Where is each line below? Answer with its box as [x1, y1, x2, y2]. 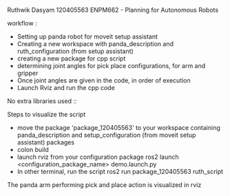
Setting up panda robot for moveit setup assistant [17, 32, 158, 41]
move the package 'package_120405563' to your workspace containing [17, 124, 220, 131]
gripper [17, 69, 39, 77]
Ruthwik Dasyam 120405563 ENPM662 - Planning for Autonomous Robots [7, 6, 219, 14]
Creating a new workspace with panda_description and [17, 40, 174, 47]
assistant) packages [17, 138, 74, 146]
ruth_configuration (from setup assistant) [17, 47, 134, 55]
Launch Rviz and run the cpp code [17, 84, 115, 91]
